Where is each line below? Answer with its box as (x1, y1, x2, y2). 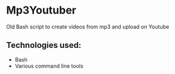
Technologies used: (6, 40, 82, 50)
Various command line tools (14, 62, 84, 69)
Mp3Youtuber (6, 4, 76, 17)
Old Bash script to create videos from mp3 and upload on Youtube (6, 23, 170, 30)
